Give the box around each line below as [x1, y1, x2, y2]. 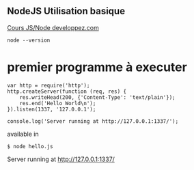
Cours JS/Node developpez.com [7, 23, 99, 31]
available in [7, 130, 39, 138]
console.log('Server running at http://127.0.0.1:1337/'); [7, 117, 179, 125]
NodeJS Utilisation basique [7, 5, 125, 17]
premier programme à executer [7, 59, 188, 74]
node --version [7, 37, 51, 44]
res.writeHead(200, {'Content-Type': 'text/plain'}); [19, 94, 176, 101]
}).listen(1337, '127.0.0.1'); [7, 106, 96, 113]
